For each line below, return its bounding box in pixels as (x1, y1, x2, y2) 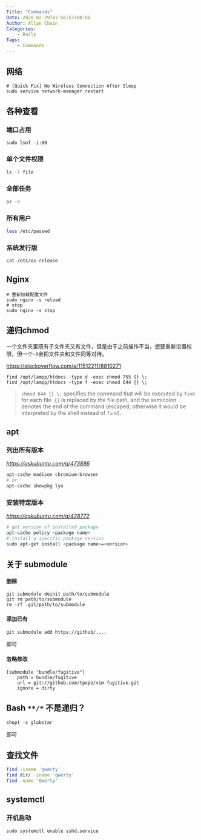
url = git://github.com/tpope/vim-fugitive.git (17, 680, 139, 686)
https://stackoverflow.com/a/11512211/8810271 (6, 362, 121, 370)
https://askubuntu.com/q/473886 (6, 460, 90, 467)
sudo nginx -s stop (6, 307, 56, 313)
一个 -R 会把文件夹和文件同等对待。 (22, 350, 108, 357)
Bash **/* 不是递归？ (6, 703, 86, 714)
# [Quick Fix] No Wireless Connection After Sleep (6, 83, 137, 89)
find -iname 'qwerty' (6, 766, 61, 773)
